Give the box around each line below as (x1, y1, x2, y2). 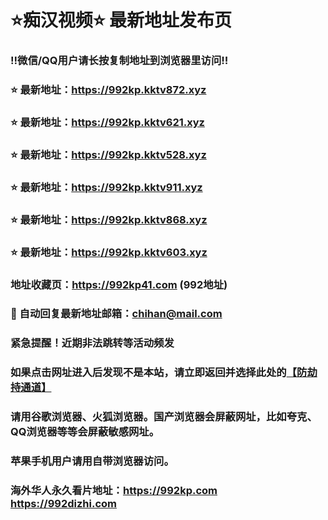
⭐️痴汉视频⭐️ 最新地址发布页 (10, 9, 233, 32)
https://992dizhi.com (10, 497, 117, 511)
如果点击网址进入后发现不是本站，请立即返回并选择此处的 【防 (10, 366, 308, 380)
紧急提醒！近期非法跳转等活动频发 (10, 336, 175, 350)
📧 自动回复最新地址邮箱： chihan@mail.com (10, 307, 223, 321)
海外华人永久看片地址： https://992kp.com (10, 484, 218, 498)
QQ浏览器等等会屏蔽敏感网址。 (10, 425, 160, 439)
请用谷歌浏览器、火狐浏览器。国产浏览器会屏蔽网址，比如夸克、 (10, 410, 318, 424)
